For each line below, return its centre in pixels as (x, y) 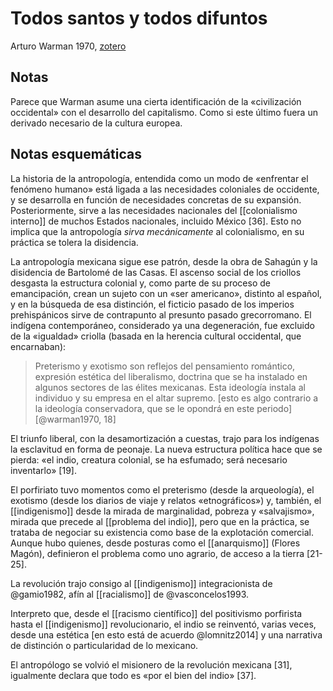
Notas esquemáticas (76, 154)
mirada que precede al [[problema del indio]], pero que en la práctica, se (160, 521)
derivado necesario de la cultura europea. (96, 123)
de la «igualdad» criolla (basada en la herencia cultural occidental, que (156, 336)
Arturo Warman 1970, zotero (68, 46)
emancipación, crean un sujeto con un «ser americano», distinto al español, (166, 293)
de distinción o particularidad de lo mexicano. (104, 645)
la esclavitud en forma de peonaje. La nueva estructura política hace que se (166, 449)
